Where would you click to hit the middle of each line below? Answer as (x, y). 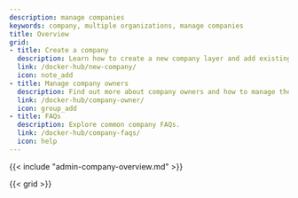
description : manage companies (67, 17)
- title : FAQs (35, 116)
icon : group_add (47, 108)
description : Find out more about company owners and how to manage (146, 91)
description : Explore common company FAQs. (98, 125)
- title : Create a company (59, 51)
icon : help (37, 141)
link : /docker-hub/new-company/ (77, 67)
